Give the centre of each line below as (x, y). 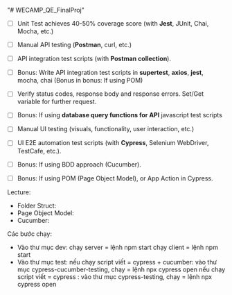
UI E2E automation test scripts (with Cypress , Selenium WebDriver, (113, 143)
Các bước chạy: (29, 234)
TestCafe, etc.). (39, 151)
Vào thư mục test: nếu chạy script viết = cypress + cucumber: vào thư (117, 262)
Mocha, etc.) (35, 31)
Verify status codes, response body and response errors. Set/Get (110, 94)
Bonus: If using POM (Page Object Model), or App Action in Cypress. (115, 178)
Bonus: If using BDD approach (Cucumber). (79, 164)
